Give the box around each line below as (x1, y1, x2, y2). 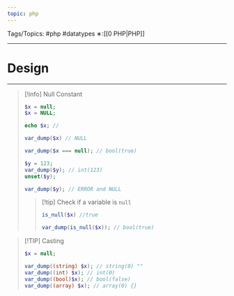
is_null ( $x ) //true (41, 212, 99, 219)
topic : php (7, 10, 39, 17)
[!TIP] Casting (24, 237, 65, 245)
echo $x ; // (24, 123, 59, 130)
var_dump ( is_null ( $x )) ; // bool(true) (41, 224, 155, 231)
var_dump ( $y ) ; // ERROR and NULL (24, 185, 122, 192)
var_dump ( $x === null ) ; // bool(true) (24, 148, 137, 155)
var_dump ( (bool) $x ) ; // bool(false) (24, 276, 131, 283)
